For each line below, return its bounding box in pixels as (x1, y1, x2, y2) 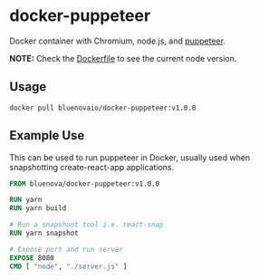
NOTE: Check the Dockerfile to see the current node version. (9, 53, 237, 63)
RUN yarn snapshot (9, 228, 79, 238)
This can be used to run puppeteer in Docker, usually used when (9, 151, 251, 163)
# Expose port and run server (9, 245, 124, 254)
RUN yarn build (9, 204, 67, 213)
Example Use (9, 128, 85, 143)
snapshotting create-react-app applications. (9, 161, 175, 172)
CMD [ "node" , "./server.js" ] (9, 262, 128, 271)
